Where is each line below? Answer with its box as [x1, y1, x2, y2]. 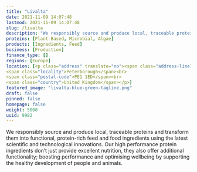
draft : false [6, 90, 38, 96]
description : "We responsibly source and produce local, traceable [6, 31, 175, 36]
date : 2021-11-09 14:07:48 [6, 14, 72, 20]
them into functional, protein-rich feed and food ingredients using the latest [6, 134, 188, 141]
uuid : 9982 [6, 112, 33, 118]
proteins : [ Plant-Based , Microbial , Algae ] [6, 36, 114, 42]
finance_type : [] [6, 52, 49, 58]
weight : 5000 [6, 107, 38, 113]
